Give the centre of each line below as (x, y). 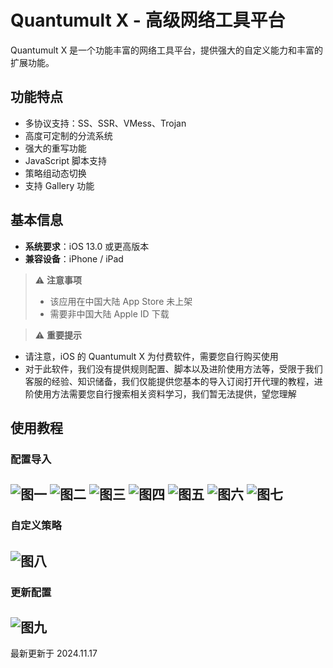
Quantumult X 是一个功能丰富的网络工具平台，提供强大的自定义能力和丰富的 (167, 50)
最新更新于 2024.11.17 (54, 653)
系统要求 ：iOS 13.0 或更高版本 (87, 246)
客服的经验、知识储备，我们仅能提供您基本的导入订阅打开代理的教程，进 (173, 381)
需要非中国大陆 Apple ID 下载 (109, 313)
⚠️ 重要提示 (58, 335)
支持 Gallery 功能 (59, 185)
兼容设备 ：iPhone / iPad (74, 258)
